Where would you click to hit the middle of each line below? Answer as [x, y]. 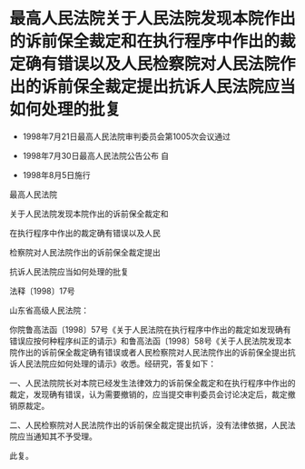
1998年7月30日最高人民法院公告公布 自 [96, 155]
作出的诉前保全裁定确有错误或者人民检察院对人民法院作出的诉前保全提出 [152, 352]
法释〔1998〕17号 [42, 291]
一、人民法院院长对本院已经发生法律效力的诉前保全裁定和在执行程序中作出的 [152, 383]
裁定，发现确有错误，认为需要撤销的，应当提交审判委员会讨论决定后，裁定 [148, 394]
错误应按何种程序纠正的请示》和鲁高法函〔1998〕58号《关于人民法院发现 [147, 341]
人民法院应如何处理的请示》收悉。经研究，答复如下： [116, 364]
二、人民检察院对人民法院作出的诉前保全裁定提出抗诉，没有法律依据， [141, 424]
